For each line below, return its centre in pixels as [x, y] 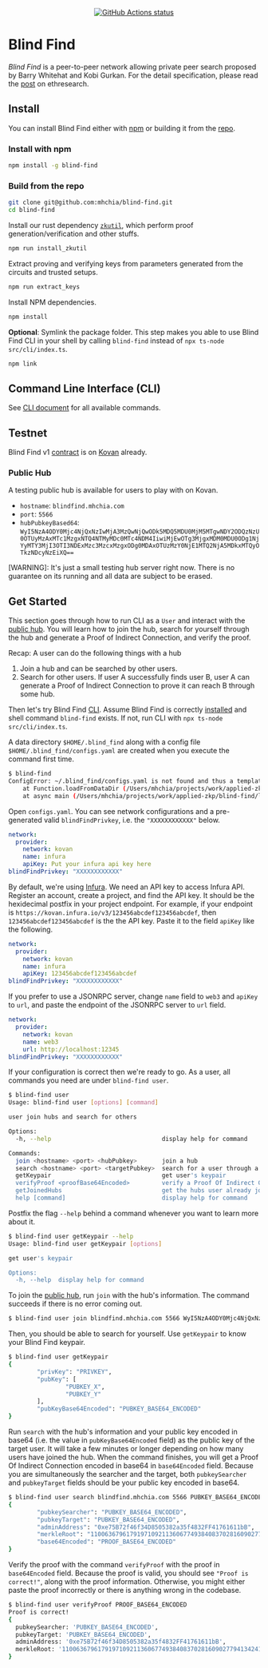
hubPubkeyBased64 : [49, 523]
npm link [23, 364]
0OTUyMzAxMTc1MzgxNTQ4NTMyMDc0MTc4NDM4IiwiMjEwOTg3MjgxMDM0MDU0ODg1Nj [140, 539]
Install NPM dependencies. [53, 302]
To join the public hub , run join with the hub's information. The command [129, 1295]
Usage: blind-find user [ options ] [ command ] [83, 1103]
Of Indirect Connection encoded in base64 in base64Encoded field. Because [131, 1466]
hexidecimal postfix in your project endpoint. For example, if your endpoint [131, 904]
